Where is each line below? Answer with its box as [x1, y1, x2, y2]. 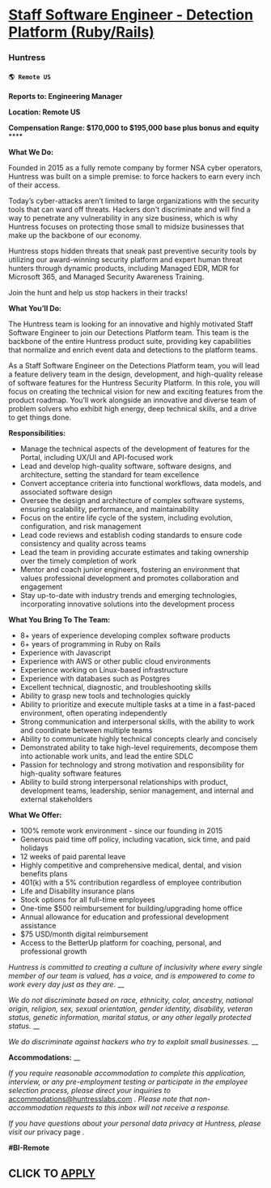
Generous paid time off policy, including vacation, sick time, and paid [19, 834, 251, 845]
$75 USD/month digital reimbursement [19, 929, 149, 939]
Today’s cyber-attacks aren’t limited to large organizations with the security [8, 196, 260, 206]
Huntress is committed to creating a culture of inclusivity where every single [8, 962, 263, 972]
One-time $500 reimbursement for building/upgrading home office [19, 903, 243, 914]
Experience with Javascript [19, 648, 112, 658]
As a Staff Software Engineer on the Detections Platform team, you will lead [8, 361, 260, 371]
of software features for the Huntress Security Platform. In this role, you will [8, 378, 260, 388]
